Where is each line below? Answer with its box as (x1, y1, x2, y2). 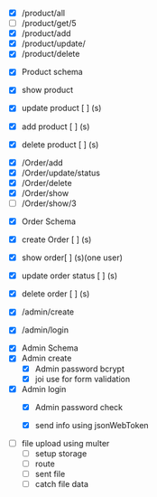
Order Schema (21, 216, 77, 227)
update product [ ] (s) (21, 103, 102, 114)
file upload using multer (21, 437, 110, 448)
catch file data (34, 479, 89, 490)
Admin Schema (21, 342, 78, 353)
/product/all (21, 8, 65, 18)
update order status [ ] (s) (21, 270, 118, 281)
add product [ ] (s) (21, 121, 90, 132)
